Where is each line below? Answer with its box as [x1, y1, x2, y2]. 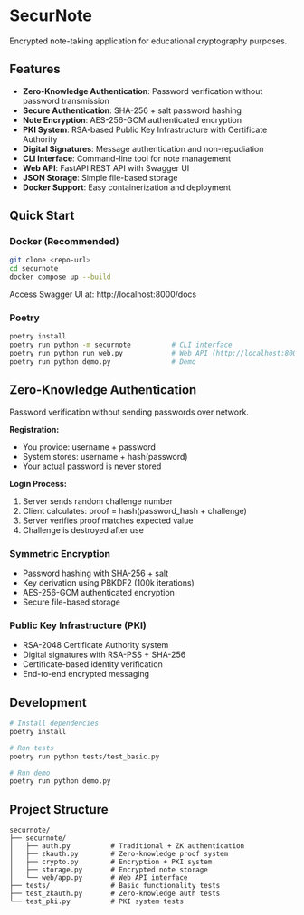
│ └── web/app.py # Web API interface [9, 873, 188, 882]
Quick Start [9, 208, 75, 224]
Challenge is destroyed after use [22, 524, 145, 535]
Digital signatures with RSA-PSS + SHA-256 [22, 649, 186, 661]
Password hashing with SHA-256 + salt [22, 567, 169, 578]
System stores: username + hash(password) [22, 451, 188, 462]
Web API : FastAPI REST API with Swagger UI [22, 162, 190, 173]
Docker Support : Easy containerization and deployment [22, 182, 232, 193]
